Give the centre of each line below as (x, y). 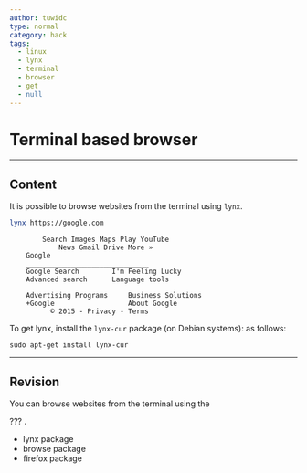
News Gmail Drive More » (106, 247)
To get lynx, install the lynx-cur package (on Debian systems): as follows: (148, 329)
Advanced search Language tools (98, 279)
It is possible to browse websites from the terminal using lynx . (127, 206)
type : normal (34, 26)
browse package (54, 448)
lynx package (48, 438)
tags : (20, 43)
